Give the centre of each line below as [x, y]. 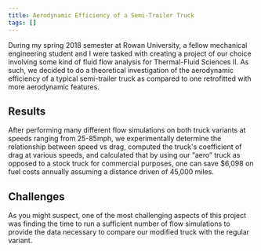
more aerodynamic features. [54, 86]
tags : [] [22, 23]
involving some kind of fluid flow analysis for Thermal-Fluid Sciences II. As [129, 62]
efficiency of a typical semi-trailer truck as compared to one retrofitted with [130, 78]
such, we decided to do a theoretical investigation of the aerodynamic [121, 70]
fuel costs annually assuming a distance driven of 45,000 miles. [111, 172]
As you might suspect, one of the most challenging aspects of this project [127, 216]
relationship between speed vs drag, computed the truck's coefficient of [125, 147]
